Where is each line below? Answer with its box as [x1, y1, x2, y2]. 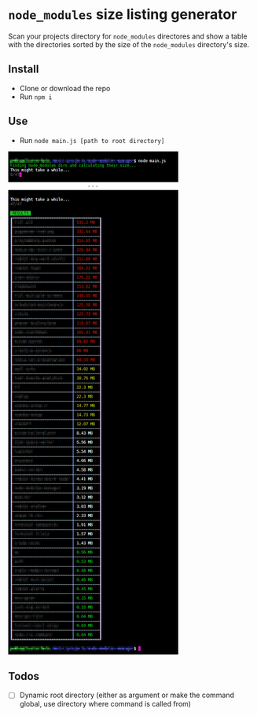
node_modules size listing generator [8, 6, 237, 24]
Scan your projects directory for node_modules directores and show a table [8, 31, 248, 41]
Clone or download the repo [19, 83, 111, 93]
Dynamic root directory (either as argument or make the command [19, 690, 234, 700]
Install [8, 63, 39, 76]
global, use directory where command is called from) [19, 699, 191, 709]
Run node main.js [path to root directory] [19, 135, 165, 145]
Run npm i [19, 92, 53, 101]
